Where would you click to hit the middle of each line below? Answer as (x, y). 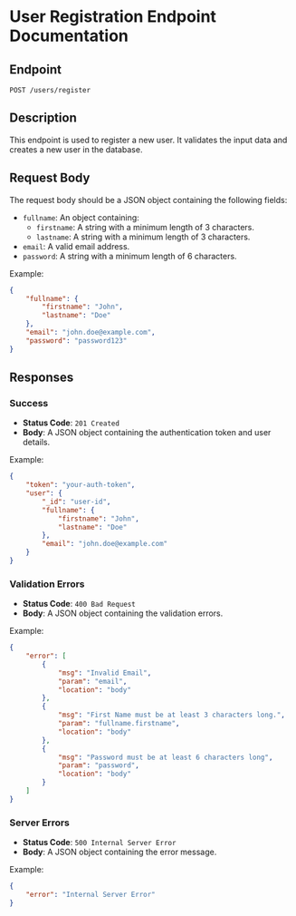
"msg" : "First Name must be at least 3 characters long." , (171, 715)
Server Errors (40, 823)
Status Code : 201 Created (71, 423)
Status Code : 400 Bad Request (79, 604)
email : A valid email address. (76, 246)
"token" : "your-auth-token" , (81, 485)
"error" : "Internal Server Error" (91, 895)
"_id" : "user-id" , (76, 502)
